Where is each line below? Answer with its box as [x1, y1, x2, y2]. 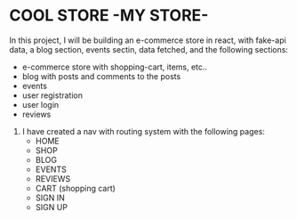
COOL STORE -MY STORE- [9, 5, 209, 26]
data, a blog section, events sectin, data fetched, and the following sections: [9, 44, 289, 54]
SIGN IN [35, 192, 65, 203]
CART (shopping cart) [35, 183, 116, 193]
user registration [21, 90, 83, 101]
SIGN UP [35, 201, 68, 212]
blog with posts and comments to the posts [21, 70, 181, 81]
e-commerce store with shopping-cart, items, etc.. [21, 61, 207, 72]
